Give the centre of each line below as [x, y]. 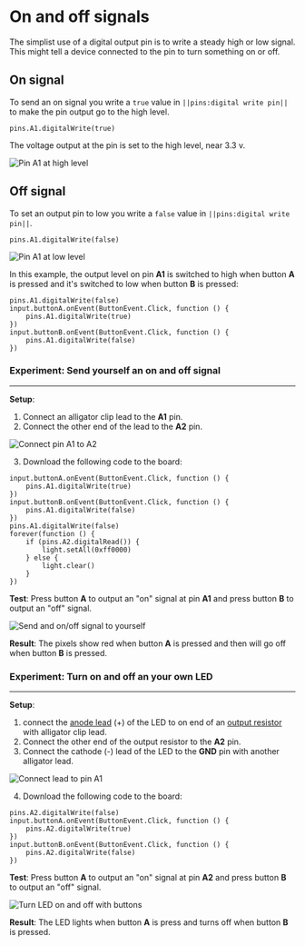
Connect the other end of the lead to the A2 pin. [112, 426]
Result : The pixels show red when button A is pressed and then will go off [148, 643]
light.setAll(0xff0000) [87, 550]
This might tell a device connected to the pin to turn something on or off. [145, 51]
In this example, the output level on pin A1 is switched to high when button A [152, 274]
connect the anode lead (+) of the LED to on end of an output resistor [152, 722]
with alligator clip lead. [64, 732]
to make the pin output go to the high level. [89, 112]
